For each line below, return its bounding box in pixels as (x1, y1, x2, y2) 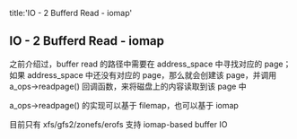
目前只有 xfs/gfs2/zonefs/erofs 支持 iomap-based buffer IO (9, 118, 228, 129)
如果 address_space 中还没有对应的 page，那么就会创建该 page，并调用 (9, 69, 276, 80)
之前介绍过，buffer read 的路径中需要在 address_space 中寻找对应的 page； (9, 58, 292, 69)
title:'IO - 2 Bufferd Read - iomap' (9, 8, 133, 18)
